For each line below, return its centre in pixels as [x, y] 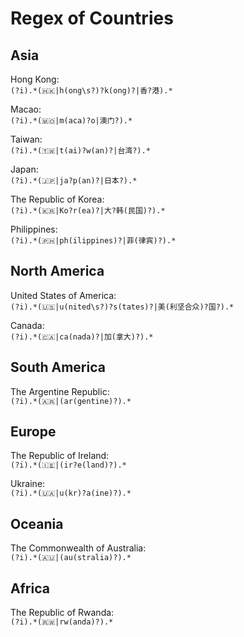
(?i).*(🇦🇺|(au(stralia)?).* [71, 558]
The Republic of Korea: [57, 199]
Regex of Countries [92, 18]
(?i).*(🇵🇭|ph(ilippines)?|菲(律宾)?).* [93, 241]
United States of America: [63, 295]
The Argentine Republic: [60, 391]
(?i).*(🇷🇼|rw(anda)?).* [62, 622]
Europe [33, 432]
